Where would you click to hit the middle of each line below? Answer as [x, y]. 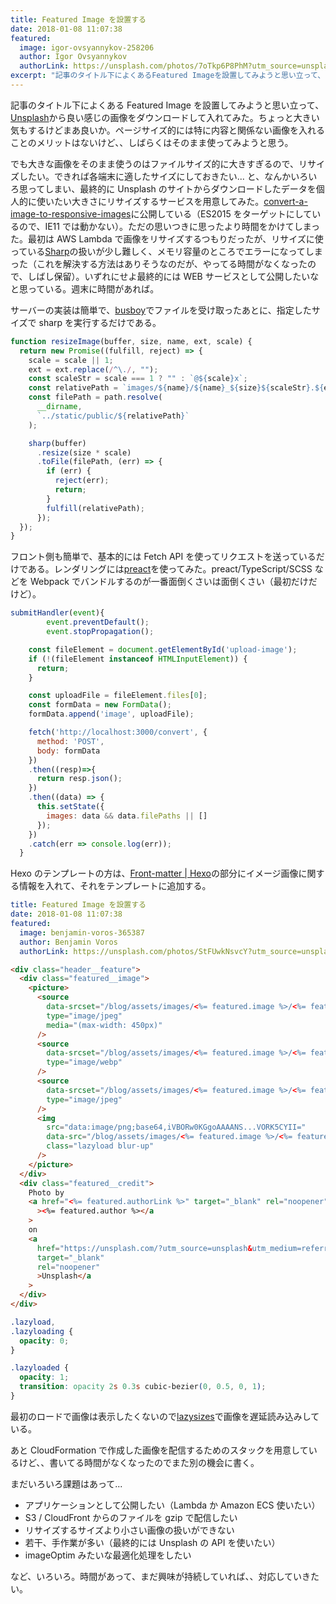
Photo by [46, 1192]
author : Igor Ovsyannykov [73, 57]
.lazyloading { [42, 1331]
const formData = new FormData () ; [100, 705]
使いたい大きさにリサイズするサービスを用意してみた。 [150, 201]
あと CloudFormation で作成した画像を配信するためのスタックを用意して [159, 1450]
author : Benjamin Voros [68, 942]
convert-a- [285, 201]
